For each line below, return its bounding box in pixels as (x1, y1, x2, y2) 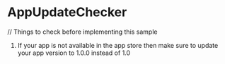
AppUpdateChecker (7, 4, 127, 20)
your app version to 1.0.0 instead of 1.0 (17, 49, 131, 57)
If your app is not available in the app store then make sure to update (17, 41, 219, 49)
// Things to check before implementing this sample (7, 27, 158, 36)
